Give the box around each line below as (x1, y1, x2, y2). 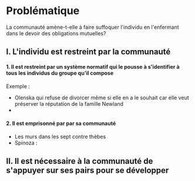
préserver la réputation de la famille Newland (14, 100, 124, 107)
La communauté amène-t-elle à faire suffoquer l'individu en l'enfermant (6, 24, 179, 31)
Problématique (6, 4, 80, 18)
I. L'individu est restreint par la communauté (6, 47, 171, 57)
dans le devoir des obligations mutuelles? (6, 29, 106, 36)
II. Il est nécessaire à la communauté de (6, 156, 153, 166)
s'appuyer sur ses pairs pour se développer (6, 166, 169, 176)
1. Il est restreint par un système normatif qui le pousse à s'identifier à (6, 63, 180, 70)
